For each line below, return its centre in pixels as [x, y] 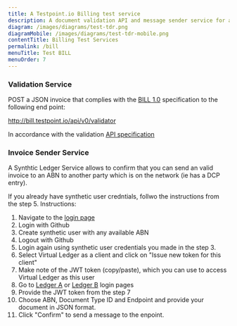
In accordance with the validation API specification [82, 134]
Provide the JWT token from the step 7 [74, 292]
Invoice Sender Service [49, 152]
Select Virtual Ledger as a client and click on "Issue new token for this [120, 255]
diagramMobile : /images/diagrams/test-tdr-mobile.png [89, 33]
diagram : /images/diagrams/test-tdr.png [68, 27]
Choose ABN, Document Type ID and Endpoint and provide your [111, 300]
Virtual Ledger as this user [56, 277]
